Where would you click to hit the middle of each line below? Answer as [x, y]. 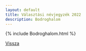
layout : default [23, 10]
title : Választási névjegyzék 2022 [43, 15]
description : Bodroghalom [33, 19]
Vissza [12, 43]
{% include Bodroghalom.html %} [41, 34]
